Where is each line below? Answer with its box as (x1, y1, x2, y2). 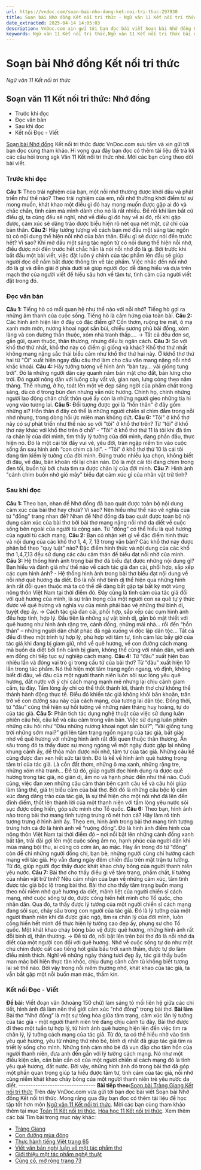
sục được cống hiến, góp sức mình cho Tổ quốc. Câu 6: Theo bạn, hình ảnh (6, 805, 193, 812)
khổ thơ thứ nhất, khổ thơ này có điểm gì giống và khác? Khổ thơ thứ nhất (6, 344, 187, 351)
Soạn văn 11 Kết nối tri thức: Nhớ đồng (6, 94, 151, 104)
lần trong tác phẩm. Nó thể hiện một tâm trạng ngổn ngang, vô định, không (6, 665, 191, 672)
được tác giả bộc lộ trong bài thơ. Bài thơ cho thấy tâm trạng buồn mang (6, 881, 184, 889)
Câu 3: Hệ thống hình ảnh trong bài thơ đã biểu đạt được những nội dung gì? (6, 557, 194, 564)
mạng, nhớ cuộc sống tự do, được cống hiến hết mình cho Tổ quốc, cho (6, 894, 183, 901)
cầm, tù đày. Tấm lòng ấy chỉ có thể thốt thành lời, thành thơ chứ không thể (6, 684, 191, 692)
